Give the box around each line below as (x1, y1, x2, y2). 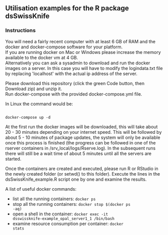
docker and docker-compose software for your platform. (5, 44, 123, 50)
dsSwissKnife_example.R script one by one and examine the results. (5, 176, 147, 182)
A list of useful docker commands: (5, 186, 77, 192)
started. (5, 155, 22, 162)
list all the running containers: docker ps (12, 196, 96, 202)
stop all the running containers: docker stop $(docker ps (12, 201, 131, 207)
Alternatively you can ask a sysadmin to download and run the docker (5, 60, 150, 66)
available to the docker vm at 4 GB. (5, 54, 78, 60)
